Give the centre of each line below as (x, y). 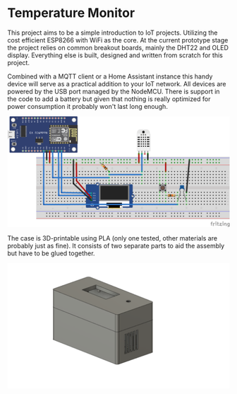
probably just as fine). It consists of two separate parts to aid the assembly (116, 245)
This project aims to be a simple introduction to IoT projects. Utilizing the (113, 33)
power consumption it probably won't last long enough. (87, 106)
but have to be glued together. (51, 253)
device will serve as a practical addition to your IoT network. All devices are (117, 83)
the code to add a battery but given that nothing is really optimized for (109, 99)
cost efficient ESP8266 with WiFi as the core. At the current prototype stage (118, 40)
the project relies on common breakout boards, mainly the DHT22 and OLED (118, 47)
